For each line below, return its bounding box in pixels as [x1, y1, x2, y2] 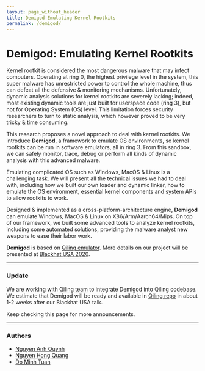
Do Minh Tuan [15, 358, 51, 365]
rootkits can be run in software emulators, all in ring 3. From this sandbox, [6, 144, 192, 151]
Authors [6, 331, 32, 340]
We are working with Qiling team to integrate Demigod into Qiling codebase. [6, 285, 197, 293]
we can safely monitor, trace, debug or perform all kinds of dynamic [6, 150, 177, 158]
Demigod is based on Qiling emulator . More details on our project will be [6, 244, 189, 251]
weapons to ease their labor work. [6, 232, 93, 240]
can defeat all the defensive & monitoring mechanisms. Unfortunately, [6, 86, 182, 94]
